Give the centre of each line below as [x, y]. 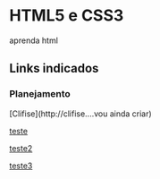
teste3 [21, 166]
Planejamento [40, 94]
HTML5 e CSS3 [67, 16]
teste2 [21, 148]
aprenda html [34, 40]
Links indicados [54, 68]
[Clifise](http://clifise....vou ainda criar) [80, 114]
